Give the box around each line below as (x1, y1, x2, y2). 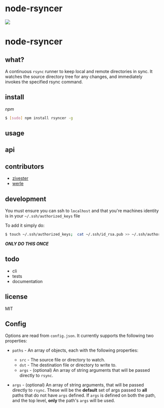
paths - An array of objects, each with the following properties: (12, 347, 139, 353)
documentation (12, 278, 43, 284)
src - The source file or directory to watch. (19, 357, 105, 363)
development (5, 194, 46, 203)
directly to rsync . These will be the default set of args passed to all (12, 387, 147, 393)
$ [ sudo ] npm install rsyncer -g (5, 116, 73, 120)
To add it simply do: (5, 222, 45, 228)
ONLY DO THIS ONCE (5, 240, 49, 246)
